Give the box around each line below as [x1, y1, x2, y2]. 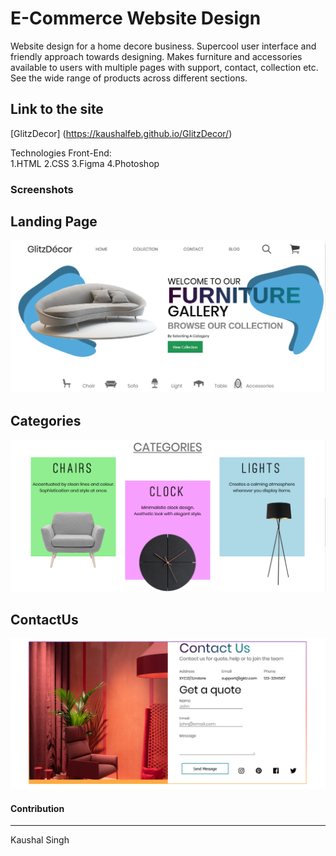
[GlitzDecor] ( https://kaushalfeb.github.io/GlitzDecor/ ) [10, 127, 233, 139]
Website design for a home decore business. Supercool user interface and [10, 40, 317, 52]
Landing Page [10, 213, 98, 231]
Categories [10, 412, 82, 429]
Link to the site [10, 101, 104, 118]
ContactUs [10, 611, 79, 628]
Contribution [10, 802, 65, 814]
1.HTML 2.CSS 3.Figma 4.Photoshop [10, 157, 160, 169]
